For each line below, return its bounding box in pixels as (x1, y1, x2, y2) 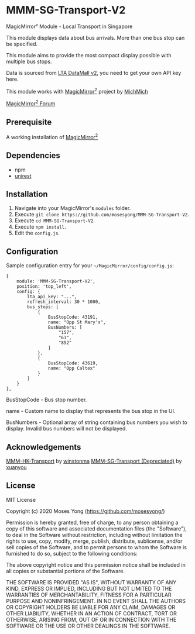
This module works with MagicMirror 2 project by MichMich (6, 87, 148, 95)
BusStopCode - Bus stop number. (6, 396, 87, 404)
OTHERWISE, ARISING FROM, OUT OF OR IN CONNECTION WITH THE (6, 616, 177, 623)
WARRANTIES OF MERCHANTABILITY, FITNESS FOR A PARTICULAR (6, 591, 172, 598)
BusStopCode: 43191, (47, 314, 98, 321)
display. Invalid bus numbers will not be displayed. (6, 425, 128, 432)
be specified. (6, 40, 38, 47)
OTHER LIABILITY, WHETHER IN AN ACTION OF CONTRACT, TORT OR (6, 609, 177, 617)
